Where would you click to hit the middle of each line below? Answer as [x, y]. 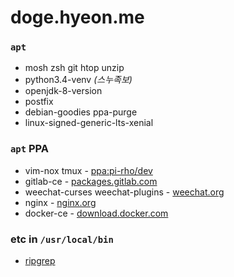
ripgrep [40, 261]
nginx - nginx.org [60, 202]
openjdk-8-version [63, 91]
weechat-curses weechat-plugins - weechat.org [124, 192]
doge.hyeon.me [77, 17]
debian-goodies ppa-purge [81, 112]
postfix [39, 102]
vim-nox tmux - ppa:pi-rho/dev [88, 170]
